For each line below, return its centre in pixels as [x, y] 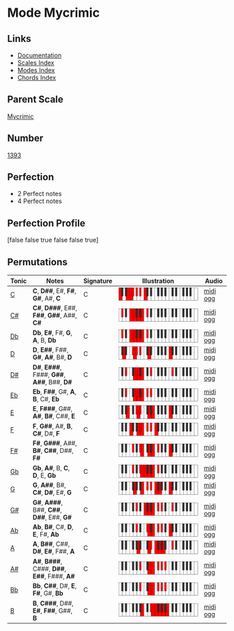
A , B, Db [45, 340]
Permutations [37, 262]
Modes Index [36, 70]
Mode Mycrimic [54, 13]
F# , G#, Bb [48, 593]
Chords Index [37, 77]
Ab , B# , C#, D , [53, 527]
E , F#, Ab [46, 534]
